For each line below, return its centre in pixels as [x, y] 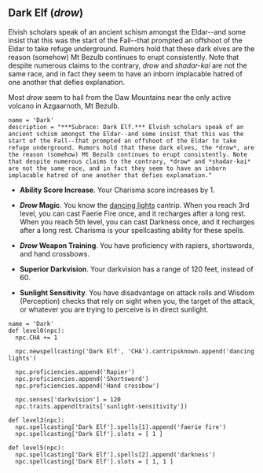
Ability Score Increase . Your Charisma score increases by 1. [117, 190]
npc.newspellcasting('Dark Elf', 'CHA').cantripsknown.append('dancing [135, 351]
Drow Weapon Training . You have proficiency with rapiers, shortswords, [137, 245]
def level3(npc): [37, 420]
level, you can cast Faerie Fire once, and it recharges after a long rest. [132, 213]
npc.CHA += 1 [37, 338]
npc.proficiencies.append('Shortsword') [82, 379]
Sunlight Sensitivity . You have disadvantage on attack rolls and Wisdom [137, 292]
